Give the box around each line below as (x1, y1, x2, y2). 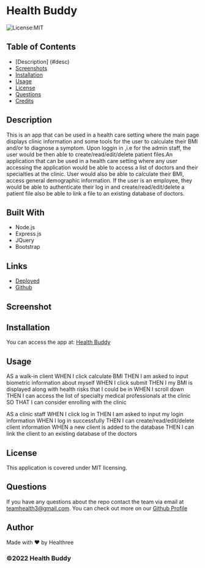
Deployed (15, 277, 40, 285)
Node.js (15, 224, 35, 231)
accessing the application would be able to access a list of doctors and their (6, 164, 198, 171)
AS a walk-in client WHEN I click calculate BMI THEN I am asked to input (6, 373, 188, 380)
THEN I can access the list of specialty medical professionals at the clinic (6, 392, 191, 399)
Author (6, 522, 34, 533)
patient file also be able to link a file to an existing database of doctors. (6, 189, 185, 197)
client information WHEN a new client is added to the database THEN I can (6, 423, 195, 431)
